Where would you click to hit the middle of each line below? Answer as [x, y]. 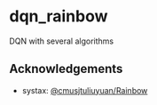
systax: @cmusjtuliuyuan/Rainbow [85, 90]
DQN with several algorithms [61, 41]
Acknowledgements [66, 69]
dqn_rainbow [59, 16]
